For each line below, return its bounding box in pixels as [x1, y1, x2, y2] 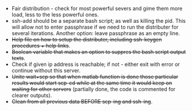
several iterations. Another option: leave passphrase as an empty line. [11, 30, 180, 37]
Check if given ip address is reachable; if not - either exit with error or [11, 61, 180, 68]
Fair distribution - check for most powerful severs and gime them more [11, 5, 183, 12]
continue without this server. [11, 67, 81, 74]
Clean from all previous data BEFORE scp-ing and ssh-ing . [11, 98, 153, 105]
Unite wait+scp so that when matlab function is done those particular [11, 73, 179, 80]
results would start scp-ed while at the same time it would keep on [11, 79, 173, 86]
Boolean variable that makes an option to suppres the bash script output [11, 48, 186, 55]
